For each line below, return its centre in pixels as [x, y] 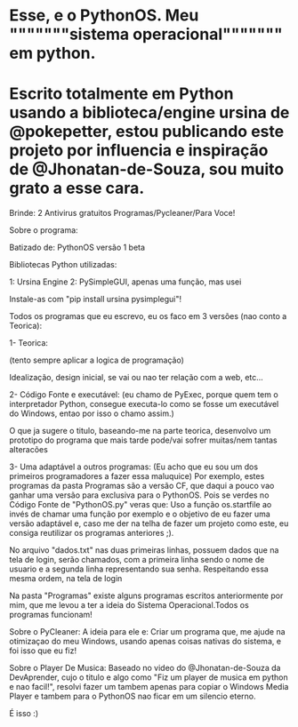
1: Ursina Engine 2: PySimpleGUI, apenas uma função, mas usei [125, 282]
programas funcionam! [51, 615]
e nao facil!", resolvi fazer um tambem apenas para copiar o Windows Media [149, 687]
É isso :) [24, 714]
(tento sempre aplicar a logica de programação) [97, 360]
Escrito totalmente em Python [121, 94]
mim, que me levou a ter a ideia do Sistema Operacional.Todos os [129, 605]
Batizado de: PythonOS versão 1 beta [77, 248]
